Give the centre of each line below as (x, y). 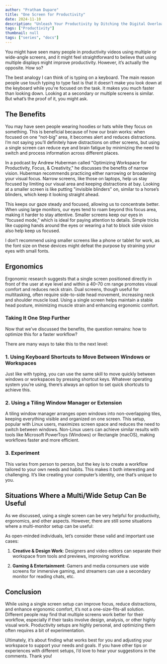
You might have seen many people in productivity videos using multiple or (81, 52)
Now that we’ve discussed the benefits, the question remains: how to (76, 329)
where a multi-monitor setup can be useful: (49, 526)
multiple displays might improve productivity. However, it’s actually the (77, 62)
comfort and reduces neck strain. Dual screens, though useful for (72, 289)
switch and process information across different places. (62, 153)
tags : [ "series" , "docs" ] (32, 38)
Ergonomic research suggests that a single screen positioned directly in (79, 279)
